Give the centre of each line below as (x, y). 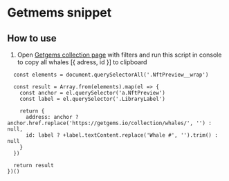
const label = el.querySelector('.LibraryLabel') (93, 99)
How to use (32, 38)
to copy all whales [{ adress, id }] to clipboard (82, 62)
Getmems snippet (59, 13)
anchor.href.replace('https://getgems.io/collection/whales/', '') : (110, 123)
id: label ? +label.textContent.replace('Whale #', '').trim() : (121, 135)
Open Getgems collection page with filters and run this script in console (119, 55)
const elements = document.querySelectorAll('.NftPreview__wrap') (111, 75)
